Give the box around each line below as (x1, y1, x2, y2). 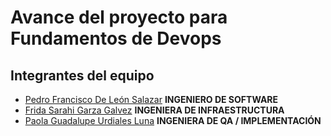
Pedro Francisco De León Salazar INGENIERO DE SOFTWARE (24, 94, 279, 105)
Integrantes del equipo (10, 67, 155, 84)
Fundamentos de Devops (10, 27, 222, 50)
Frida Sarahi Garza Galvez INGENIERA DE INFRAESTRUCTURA (24, 104, 285, 116)
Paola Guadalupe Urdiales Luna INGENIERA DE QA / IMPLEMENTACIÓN (24, 115, 322, 126)
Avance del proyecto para (10, 6, 228, 29)
